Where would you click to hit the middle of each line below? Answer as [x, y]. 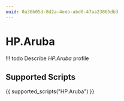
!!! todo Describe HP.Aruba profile [47, 58]
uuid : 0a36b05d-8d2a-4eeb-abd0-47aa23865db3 [62, 12]
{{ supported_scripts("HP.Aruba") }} [50, 91]
